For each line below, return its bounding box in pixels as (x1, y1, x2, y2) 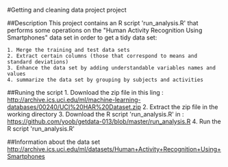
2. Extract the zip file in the (142, 103, 218, 111)
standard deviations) (7, 59, 69, 65)
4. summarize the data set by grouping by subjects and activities (7, 76, 204, 83)
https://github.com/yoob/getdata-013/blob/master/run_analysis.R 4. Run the (7, 117, 221, 125)
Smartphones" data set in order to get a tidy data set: (7, 33, 157, 42)
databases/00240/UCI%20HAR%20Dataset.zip (7, 103, 142, 111)
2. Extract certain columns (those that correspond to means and (7, 52, 197, 59)
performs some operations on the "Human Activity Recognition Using (7, 27, 203, 34)
